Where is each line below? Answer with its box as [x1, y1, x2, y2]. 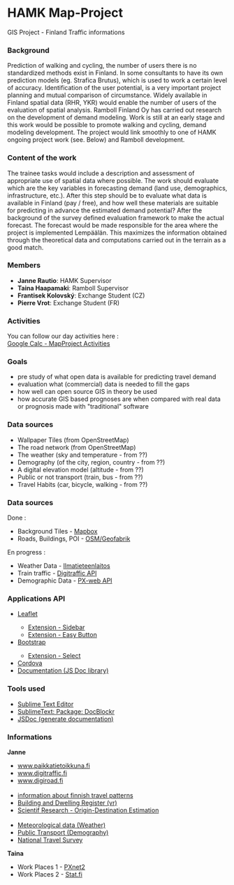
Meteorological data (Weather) [17, 821, 106, 829]
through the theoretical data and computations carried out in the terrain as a [7, 235, 226, 244]
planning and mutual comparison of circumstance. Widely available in [7, 91, 207, 99]
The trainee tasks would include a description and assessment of [7, 169, 195, 177]
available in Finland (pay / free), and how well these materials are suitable [7, 198, 219, 207]
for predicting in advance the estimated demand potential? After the [7, 206, 203, 214]
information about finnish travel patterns [17, 791, 134, 799]
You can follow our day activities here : [7, 332, 119, 340]
